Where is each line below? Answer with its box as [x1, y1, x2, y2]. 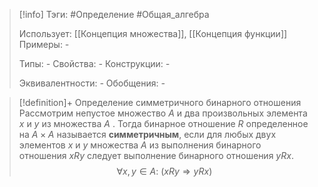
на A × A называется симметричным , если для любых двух [18, 129, 277, 140]
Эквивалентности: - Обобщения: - [18, 77, 166, 89]
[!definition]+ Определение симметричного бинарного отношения [18, 97, 302, 108]
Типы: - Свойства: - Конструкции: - [18, 58, 171, 69]
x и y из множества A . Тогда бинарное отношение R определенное [18, 118, 309, 129]
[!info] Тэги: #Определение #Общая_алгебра [18, 9, 210, 20]
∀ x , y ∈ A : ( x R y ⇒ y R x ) [116, 165, 213, 177]
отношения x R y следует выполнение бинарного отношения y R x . [18, 150, 294, 161]
